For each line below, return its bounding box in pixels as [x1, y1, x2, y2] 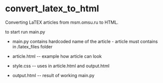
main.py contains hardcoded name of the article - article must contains [12, 38, 158, 44]
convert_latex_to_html [5, 3, 99, 14]
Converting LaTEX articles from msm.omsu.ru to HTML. [5, 19, 119, 25]
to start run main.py [5, 29, 46, 35]
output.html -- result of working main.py [12, 72, 95, 78]
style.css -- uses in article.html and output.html [12, 63, 110, 69]
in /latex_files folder [12, 43, 53, 49]
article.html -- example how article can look [12, 53, 102, 59]
